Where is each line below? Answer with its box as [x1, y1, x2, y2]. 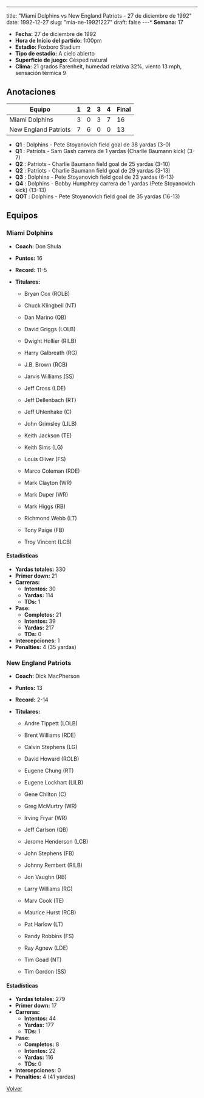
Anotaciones [6, 87, 56, 98]
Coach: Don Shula [15, 242, 62, 250]
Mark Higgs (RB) [24, 503, 66, 510]
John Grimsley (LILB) [24, 420, 77, 427]
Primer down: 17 [15, 1002, 57, 1010]
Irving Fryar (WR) [24, 814, 68, 821]
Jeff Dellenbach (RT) [24, 396, 77, 403]
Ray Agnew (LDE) [24, 944, 69, 952]
